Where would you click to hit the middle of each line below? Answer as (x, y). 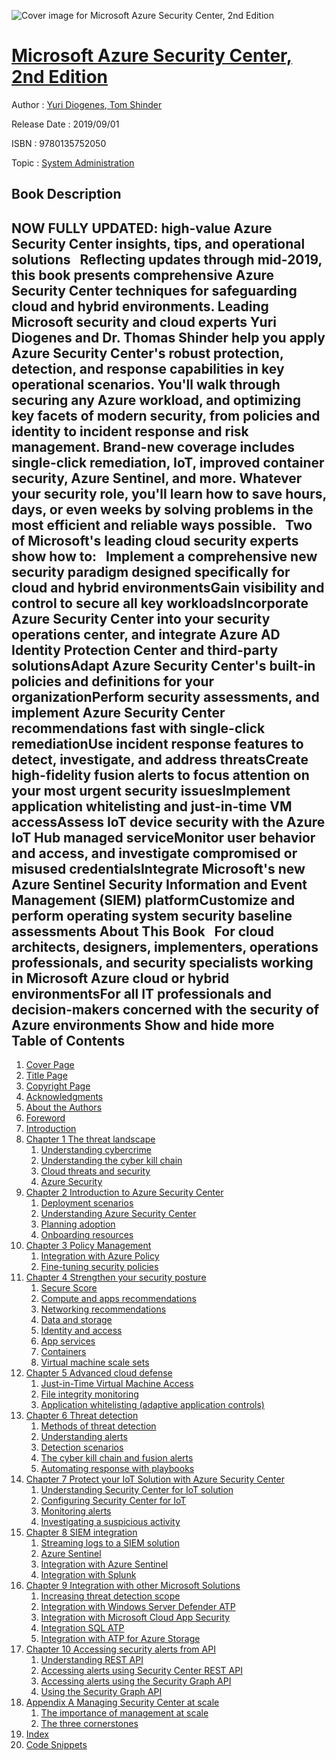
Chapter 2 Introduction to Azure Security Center (124, 1192)
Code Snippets (56, 1745)
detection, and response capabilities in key (148, 368)
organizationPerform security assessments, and (165, 696)
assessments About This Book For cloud (142, 931)
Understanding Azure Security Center (118, 1214)
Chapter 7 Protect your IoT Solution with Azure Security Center (155, 1479)
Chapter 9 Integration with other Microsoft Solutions (133, 1586)
